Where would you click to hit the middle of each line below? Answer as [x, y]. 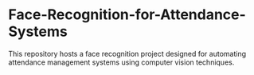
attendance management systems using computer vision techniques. [121, 62]
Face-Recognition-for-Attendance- [127, 15]
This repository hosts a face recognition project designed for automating [127, 53]
